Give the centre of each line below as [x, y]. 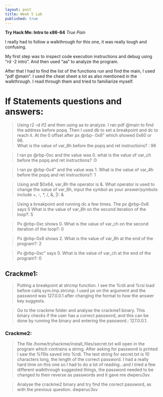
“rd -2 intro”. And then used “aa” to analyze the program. [62, 62]
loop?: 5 [25, 214]
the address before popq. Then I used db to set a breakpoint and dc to [87, 130]
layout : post [18, 9]
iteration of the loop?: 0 [40, 229]
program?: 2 [29, 244]
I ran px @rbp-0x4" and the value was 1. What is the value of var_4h [85, 170]
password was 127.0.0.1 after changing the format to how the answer [85, 296]
